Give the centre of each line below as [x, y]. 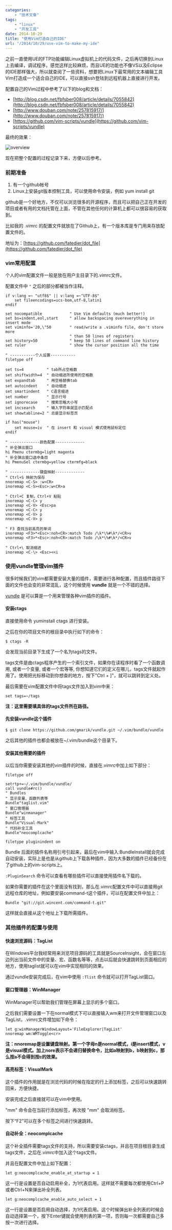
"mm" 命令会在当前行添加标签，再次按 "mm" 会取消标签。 [66, 1110]
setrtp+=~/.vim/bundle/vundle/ [39, 784]
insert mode [18, 323]
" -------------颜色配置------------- [45, 442]
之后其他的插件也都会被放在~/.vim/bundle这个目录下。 [63, 741]
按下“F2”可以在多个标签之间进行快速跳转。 [50, 1121]
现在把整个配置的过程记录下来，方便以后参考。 [55, 158]
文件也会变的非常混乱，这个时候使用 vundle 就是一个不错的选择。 [83, 585]
